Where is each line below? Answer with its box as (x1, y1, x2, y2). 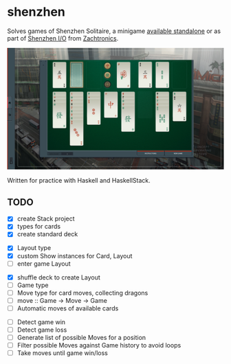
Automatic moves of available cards (16, 304, 119, 312)
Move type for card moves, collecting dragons (16, 288, 148, 297)
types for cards (16, 223, 60, 231)
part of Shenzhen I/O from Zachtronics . (7, 34, 119, 42)
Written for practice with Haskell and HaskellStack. (7, 177, 151, 185)
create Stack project (16, 214, 75, 223)
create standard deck (16, 230, 78, 238)
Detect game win (16, 317, 66, 326)
